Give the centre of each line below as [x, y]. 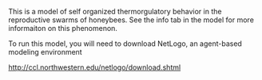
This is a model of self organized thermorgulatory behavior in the [115, 11]
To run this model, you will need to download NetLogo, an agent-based [125, 44]
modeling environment [45, 52]
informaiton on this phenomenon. [63, 28]
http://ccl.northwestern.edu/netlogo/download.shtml [95, 67]
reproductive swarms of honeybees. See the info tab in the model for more [131, 20]
